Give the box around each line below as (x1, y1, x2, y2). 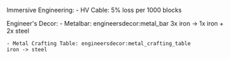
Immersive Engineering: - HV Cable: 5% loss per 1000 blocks (6, 6, 182, 14)
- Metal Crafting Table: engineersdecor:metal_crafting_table (6, 40, 191, 47)
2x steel (6, 27, 29, 35)
